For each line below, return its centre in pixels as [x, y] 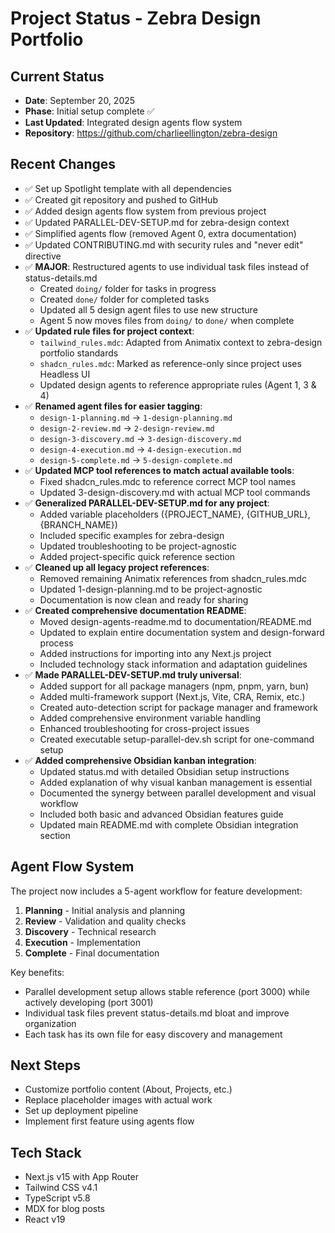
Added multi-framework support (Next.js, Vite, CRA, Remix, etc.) [172, 696]
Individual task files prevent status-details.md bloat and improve [157, 1013]
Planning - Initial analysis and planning [105, 910]
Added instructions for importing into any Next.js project [155, 653]
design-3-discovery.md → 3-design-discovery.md [140, 438]
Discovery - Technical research [90, 931]
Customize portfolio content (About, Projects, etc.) [128, 1089]
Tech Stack [46, 1152]
